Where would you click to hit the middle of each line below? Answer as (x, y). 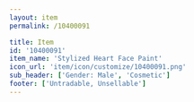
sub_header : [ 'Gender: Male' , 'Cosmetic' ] (90, 76)
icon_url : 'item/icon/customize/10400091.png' (98, 67)
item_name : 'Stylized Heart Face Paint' (86, 59)
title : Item (31, 42)
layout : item (34, 17)
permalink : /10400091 (50, 26)
